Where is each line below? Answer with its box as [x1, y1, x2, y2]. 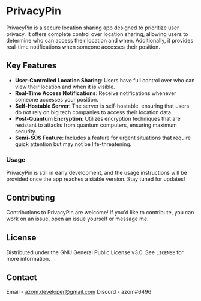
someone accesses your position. [14, 96, 98, 103]
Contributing [6, 193, 55, 203]
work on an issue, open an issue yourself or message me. [6, 215, 149, 222]
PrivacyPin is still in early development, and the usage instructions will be [6, 169, 187, 177]
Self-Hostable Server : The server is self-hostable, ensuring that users [14, 102, 190, 109]
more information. [6, 255, 50, 262]
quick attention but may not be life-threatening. [14, 140, 132, 148]
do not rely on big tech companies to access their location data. [14, 108, 173, 115]
